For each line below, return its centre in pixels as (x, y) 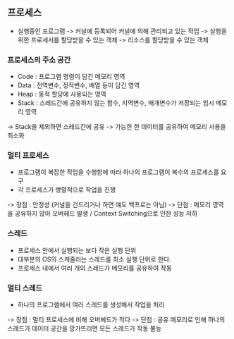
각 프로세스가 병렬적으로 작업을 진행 (67, 190)
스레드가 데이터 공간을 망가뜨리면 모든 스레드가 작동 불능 (85, 328)
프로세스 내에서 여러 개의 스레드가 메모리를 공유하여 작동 (95, 268)
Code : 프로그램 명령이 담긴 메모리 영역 (71, 77)
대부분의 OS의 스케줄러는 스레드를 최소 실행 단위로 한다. (94, 259)
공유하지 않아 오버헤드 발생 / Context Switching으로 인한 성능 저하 (106, 214)
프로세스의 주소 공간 (39, 60)
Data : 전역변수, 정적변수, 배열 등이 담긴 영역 (79, 85)
